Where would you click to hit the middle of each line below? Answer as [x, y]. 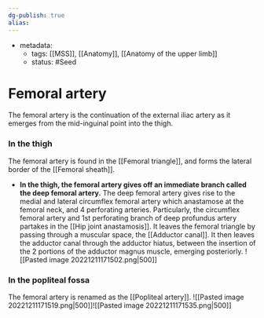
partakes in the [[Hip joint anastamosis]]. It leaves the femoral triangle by [137, 226]
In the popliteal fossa [49, 280]
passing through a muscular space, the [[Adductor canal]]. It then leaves [137, 234]
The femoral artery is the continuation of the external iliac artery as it [119, 115]
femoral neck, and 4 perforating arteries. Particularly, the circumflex [130, 210]
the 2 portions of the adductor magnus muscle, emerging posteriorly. [131, 251]
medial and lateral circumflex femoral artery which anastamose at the [132, 201]
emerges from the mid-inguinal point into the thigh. [91, 123]
